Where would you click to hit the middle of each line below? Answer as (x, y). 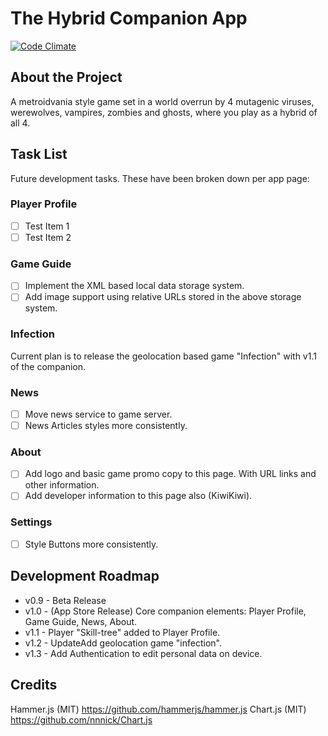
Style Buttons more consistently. (91, 544)
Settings (31, 522)
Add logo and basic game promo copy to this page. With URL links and (170, 474)
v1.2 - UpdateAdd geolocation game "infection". (123, 643)
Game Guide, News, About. (81, 621)
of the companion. (48, 366)
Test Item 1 (47, 226)
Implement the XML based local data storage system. (134, 286)
